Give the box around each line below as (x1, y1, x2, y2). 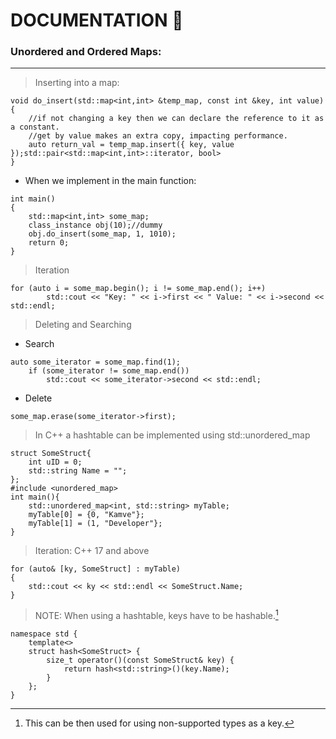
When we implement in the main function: (24, 175, 197, 187)
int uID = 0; (28, 457, 83, 468)
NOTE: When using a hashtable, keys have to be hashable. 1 (34, 608, 279, 622)
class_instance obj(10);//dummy (28, 220, 163, 231)
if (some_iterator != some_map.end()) (28, 366, 190, 376)
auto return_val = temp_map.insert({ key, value (28, 140, 235, 150)
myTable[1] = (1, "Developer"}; (28, 519, 163, 529)
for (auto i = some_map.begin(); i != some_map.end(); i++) (10, 284, 267, 294)
